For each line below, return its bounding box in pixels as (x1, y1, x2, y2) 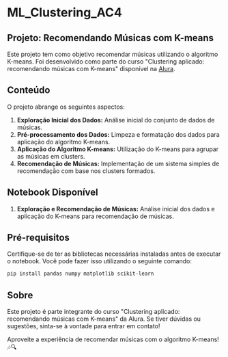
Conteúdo (7, 84, 51, 96)
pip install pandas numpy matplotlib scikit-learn (7, 270, 154, 278)
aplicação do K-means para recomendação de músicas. (16, 212, 174, 220)
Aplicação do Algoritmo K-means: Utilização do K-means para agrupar (16, 145, 219, 153)
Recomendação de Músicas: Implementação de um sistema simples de (16, 159, 220, 168)
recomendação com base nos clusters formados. (16, 166, 156, 175)
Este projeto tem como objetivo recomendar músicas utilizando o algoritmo (7, 50, 218, 58)
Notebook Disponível (7, 187, 98, 198)
